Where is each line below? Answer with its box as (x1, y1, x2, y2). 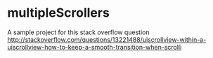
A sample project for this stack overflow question (7, 28, 150, 36)
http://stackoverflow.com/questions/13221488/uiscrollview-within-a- (7, 35, 207, 43)
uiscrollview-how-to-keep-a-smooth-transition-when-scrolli (7, 43, 182, 51)
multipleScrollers (7, 5, 110, 21)
